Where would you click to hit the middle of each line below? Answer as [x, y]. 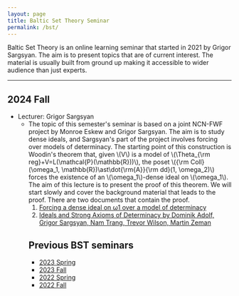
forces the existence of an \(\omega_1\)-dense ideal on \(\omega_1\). [128, 177]
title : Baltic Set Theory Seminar [59, 21]
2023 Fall [53, 270]
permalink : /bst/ [33, 27]
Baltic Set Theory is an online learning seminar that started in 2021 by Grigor [119, 48]
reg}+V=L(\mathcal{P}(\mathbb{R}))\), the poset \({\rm [108, 162]
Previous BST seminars [81, 245]
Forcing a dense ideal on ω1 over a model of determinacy [123, 208]
